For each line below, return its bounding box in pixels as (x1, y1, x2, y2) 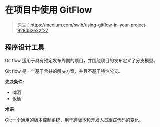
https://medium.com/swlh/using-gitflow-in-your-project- (30, 22, 147, 28)
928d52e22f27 (17, 27, 48, 33)
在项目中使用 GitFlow (5, 4, 92, 16)
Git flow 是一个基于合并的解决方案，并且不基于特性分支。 (5, 68, 123, 74)
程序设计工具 (5, 43, 45, 52)
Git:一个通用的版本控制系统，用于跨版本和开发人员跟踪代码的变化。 (5, 117, 144, 123)
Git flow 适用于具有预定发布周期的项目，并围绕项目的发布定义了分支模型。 (5, 57, 158, 63)
